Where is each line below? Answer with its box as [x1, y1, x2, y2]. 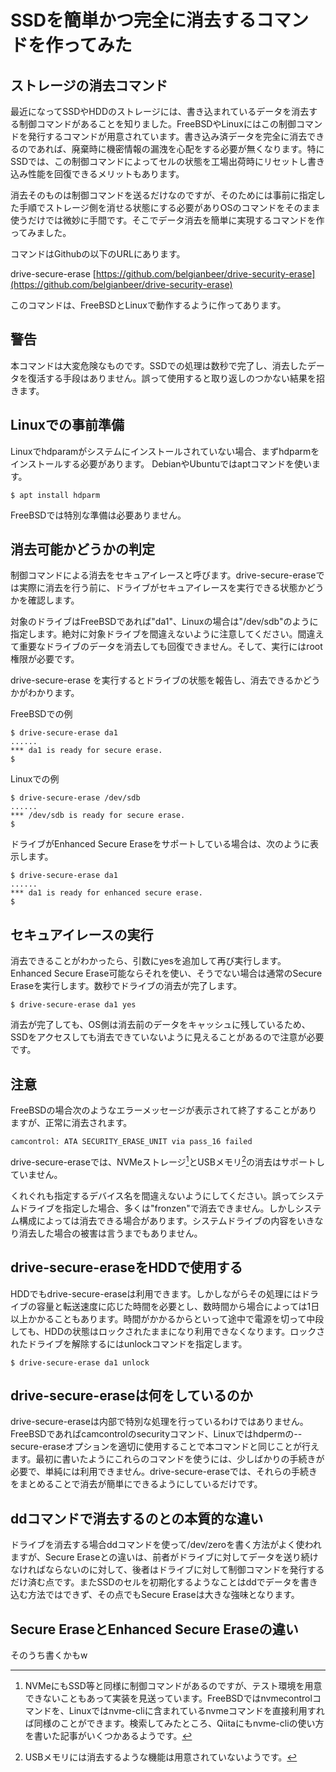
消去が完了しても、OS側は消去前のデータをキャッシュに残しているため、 [10, 1019, 311, 1031]
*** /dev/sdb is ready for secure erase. [10, 811, 186, 821]
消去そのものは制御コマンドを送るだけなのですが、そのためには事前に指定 [10, 189, 317, 201]
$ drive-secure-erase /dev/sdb [10, 793, 141, 803]
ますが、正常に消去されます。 [10, 1117, 133, 1129]
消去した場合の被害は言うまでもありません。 [18, 1227, 203, 1239]
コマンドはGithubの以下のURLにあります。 [10, 248, 186, 260]
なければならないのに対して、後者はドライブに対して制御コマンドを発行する [10, 1564, 325, 1576]
